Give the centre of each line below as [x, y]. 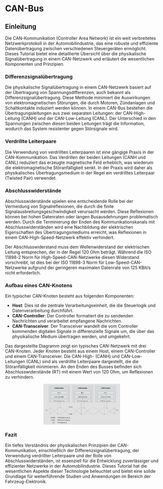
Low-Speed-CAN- [124, 262]
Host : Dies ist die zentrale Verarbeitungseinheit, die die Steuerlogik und [84, 306]
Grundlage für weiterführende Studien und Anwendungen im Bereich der [78, 476]
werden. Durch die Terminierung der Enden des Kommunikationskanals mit [80, 222]
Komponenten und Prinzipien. [35, 64]
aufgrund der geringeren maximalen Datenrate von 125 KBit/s [89, 267]
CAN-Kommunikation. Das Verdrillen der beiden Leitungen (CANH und [75, 157]
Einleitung [21, 27]
